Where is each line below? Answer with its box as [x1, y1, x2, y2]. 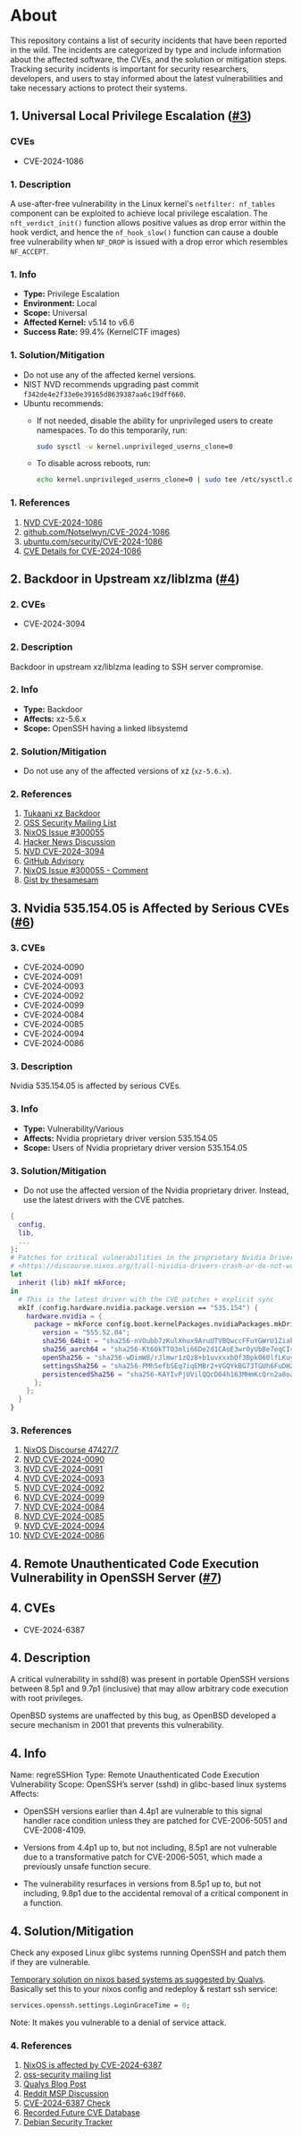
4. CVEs [10, 1601, 56, 1616]
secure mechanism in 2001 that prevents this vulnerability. [10, 1720, 224, 1731]
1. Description [10, 178, 71, 191]
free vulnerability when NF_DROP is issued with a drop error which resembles [10, 236, 288, 247]
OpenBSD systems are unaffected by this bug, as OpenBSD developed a [10, 1710, 277, 1721]
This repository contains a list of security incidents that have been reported [10, 35, 288, 46]
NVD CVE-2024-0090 [22, 1454, 105, 1465]
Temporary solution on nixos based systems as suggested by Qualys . [10, 1974, 266, 1985]
